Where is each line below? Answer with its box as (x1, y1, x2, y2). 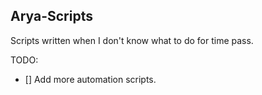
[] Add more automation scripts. (24, 73, 157, 85)
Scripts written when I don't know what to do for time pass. (10, 34, 254, 46)
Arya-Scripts (10, 8, 93, 25)
